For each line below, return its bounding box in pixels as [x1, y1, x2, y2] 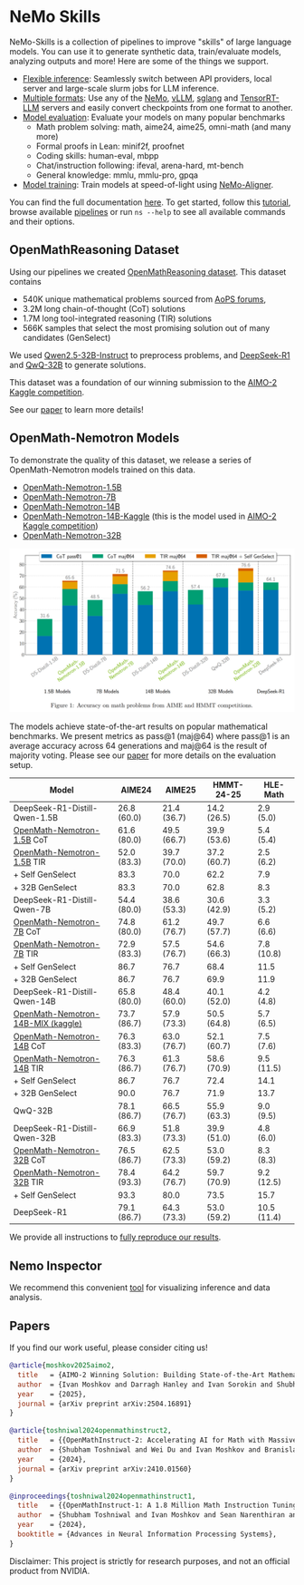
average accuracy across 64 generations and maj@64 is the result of [9, 740, 268, 751]
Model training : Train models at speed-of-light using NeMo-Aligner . [22, 179, 274, 190]
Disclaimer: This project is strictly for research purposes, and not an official [9, 1555, 290, 1566]
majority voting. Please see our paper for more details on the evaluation [9, 750, 276, 761]
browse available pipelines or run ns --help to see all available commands [9, 206, 286, 217]
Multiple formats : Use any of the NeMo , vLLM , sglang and [22, 92, 238, 103]
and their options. [9, 216, 75, 227]
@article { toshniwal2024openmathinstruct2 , [9, 1426, 172, 1435]
